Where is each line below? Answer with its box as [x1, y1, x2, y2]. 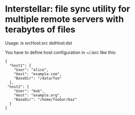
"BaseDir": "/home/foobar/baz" [14, 97, 77, 102]
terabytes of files [5, 24, 76, 35]
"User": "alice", [14, 67, 49, 72]
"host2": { [7, 84, 29, 89]
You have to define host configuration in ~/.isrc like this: [5, 49, 117, 55]
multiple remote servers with [5, 14, 124, 25]
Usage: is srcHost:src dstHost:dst [5, 40, 72, 46]
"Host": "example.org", [14, 93, 62, 98]
